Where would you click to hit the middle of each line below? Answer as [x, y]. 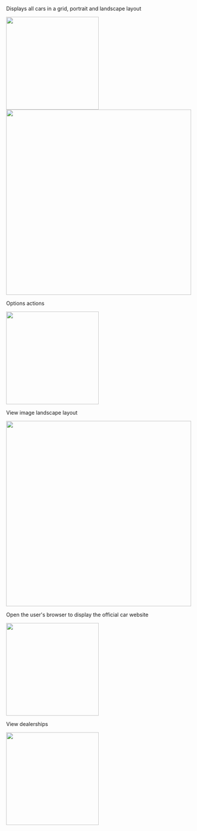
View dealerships [27, 724]
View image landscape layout [42, 413]
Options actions [25, 303]
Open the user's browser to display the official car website [77, 615]
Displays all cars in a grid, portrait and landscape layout [74, 9]
